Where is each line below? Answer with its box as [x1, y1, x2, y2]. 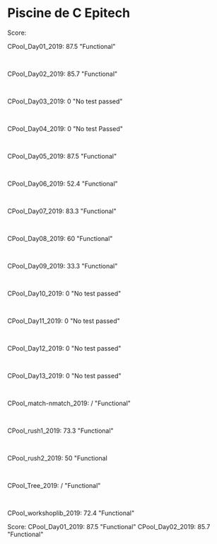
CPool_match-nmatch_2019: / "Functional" [7, 399, 131, 407]
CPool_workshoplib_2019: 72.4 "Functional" [7, 509, 135, 517]
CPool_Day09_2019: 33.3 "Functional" [7, 261, 118, 270]
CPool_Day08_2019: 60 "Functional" [7, 234, 113, 242]
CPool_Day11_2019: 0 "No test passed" [7, 317, 120, 325]
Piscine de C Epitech [7, 5, 131, 21]
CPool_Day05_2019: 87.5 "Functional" [7, 152, 117, 160]
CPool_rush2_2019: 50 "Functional [7, 453, 107, 462]
